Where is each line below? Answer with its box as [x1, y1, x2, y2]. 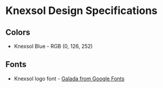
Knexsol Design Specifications [5, 4, 158, 17]
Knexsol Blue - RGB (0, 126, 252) [13, 43, 93, 50]
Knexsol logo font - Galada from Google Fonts [13, 75, 125, 82]
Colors [5, 27, 30, 37]
